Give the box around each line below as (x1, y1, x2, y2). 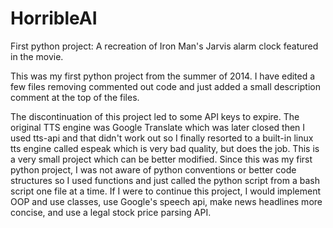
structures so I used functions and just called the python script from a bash (10, 174, 320, 186)
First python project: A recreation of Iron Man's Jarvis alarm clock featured (10, 40, 319, 52)
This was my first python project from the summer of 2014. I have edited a (10, 70, 316, 82)
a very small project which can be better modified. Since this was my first (10, 153, 313, 165)
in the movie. (10, 50, 64, 62)
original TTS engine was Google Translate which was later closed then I (10, 121, 306, 133)
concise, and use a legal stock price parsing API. (10, 206, 212, 218)
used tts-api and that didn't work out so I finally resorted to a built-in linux (10, 132, 314, 144)
